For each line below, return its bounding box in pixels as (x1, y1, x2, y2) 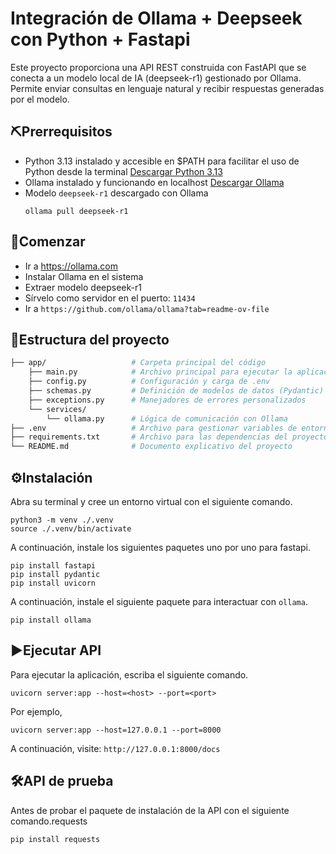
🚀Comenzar (10, 233, 86, 251)
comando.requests (10, 815, 88, 827)
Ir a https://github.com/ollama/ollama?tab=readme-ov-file (24, 302, 270, 314)
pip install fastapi (10, 560, 97, 571)
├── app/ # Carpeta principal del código (10, 358, 267, 368)
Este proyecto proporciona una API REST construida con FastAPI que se (10, 61, 307, 73)
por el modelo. (10, 93, 70, 105)
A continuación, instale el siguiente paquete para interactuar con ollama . (10, 595, 308, 607)
